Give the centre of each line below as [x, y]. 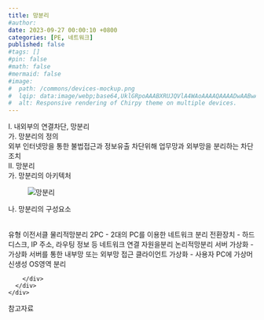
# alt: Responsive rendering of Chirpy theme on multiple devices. [123, 103]
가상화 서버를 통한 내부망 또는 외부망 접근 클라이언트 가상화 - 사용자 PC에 [120, 254]
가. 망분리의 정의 [33, 136]
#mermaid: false [35, 74]
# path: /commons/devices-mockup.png [71, 88]
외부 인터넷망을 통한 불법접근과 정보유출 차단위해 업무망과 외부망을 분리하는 [124, 146]
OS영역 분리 [48, 264]
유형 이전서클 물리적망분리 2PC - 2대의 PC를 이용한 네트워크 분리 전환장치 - [125, 235]
